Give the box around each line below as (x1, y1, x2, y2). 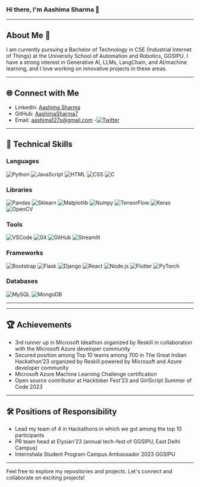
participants (14, 432, 45, 439)
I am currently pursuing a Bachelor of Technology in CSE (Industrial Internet (6, 46, 192, 53)
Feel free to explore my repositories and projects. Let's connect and (6, 468, 173, 475)
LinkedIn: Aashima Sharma (14, 104, 80, 111)
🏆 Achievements (6, 320, 72, 330)
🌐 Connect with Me (6, 88, 79, 98)
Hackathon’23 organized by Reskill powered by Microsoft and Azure (14, 358, 182, 365)
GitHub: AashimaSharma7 (14, 110, 79, 117)
